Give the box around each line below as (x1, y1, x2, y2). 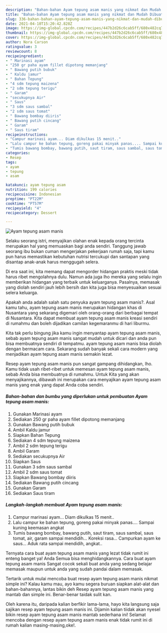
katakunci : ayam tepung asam (5, 182, 66, 188)
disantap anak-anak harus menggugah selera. (5, 259, 100, 265)
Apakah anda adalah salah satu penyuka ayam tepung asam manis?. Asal (5, 299, 155, 306)
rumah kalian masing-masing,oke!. (5, 622, 76, 629)
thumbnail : (5, 30, 28, 35)
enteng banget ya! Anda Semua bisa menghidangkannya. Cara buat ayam (5, 555, 156, 561)
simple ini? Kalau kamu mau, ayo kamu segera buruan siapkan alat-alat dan (5, 581, 159, 587)
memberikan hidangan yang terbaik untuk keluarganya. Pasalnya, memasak (5, 279, 160, 285)
